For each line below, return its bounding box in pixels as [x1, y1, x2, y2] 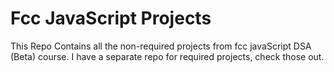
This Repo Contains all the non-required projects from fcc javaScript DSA [10, 40, 312, 52]
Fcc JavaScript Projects [10, 7, 212, 30]
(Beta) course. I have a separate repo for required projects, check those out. [10, 50, 325, 62]
